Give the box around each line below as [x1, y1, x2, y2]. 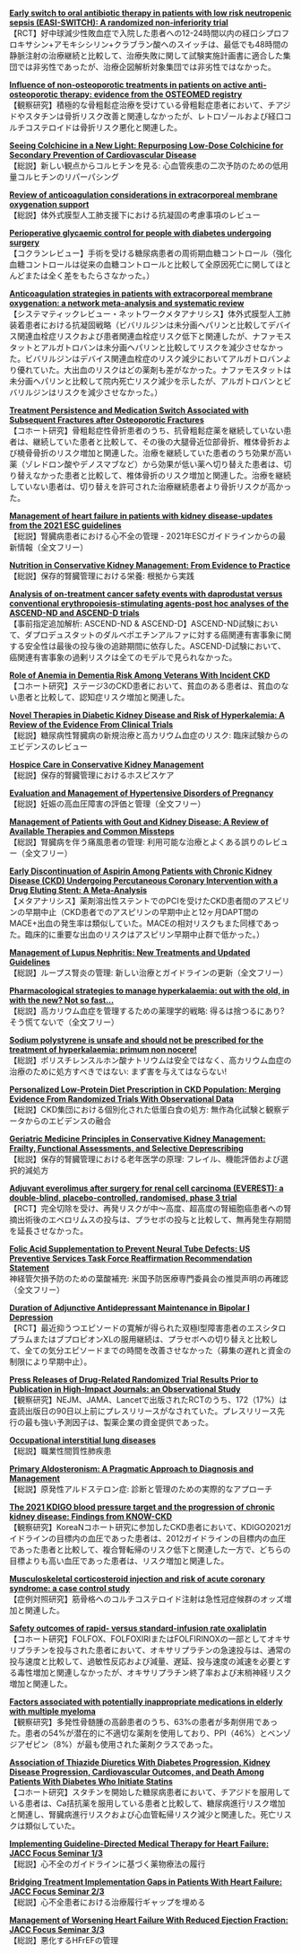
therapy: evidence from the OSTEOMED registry [59, 89, 243, 100]
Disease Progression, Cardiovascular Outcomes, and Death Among [9, 1766, 264, 1777]
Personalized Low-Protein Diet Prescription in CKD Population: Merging [9, 1084, 281, 1095]
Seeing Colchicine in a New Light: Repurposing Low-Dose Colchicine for [9, 140, 284, 151]
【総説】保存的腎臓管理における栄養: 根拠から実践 [9, 570, 194, 581]
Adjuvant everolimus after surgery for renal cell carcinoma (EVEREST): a [9, 1183, 284, 1193]
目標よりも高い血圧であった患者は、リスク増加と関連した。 [9, 1555, 229, 1566]
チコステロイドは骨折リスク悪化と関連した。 [16, 122, 182, 133]
